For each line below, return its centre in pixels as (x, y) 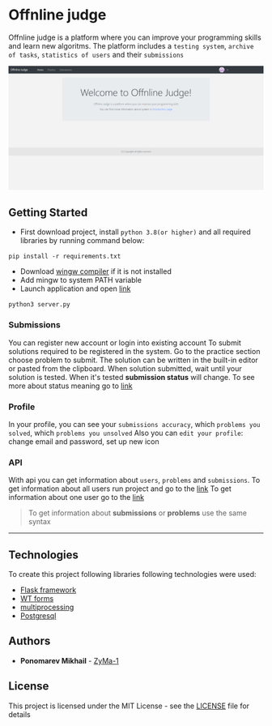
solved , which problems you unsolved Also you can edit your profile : (126, 433)
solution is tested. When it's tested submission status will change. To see (132, 377)
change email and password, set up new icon (84, 441)
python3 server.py (39, 305)
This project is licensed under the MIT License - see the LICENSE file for (129, 706)
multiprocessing (47, 607)
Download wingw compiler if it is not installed (96, 271)
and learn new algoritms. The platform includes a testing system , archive (131, 45)
